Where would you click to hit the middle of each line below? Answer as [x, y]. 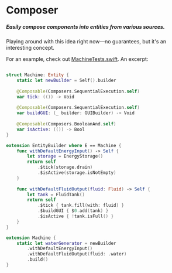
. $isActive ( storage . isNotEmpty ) [77, 173]
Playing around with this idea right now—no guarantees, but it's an [86, 42]
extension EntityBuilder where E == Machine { [64, 145]
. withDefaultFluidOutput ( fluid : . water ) [77, 254]
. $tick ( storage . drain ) [65, 168]
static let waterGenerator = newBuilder [66, 243]
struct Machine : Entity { [37, 75]
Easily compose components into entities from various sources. [86, 26]
